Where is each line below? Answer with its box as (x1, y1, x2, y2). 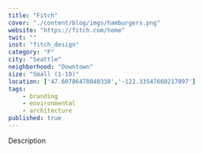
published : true (8, 114, 62, 122)
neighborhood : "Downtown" (8, 63, 93, 71)
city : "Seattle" (8, 56, 62, 64)
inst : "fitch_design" (8, 41, 80, 49)
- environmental (22, 99, 77, 107)
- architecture (22, 107, 73, 115)
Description (8, 136, 46, 145)
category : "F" (8, 48, 55, 56)
